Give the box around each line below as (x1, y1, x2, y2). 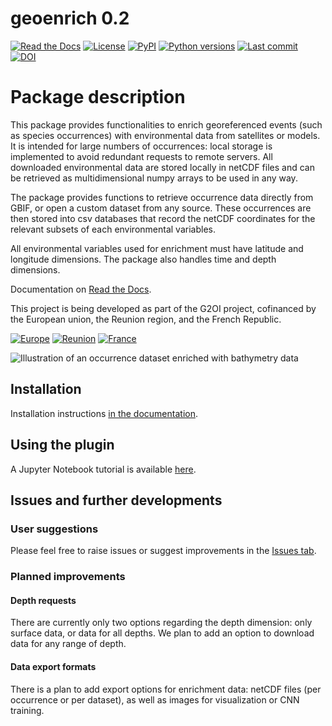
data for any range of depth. (10, 638, 127, 650)
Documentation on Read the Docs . (10, 283, 152, 295)
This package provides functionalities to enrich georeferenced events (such (10, 118, 323, 131)
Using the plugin (10, 437, 115, 454)
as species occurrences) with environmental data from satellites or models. (10, 129, 321, 141)
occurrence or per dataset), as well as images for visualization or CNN (10, 693, 300, 706)
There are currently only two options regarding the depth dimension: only (10, 617, 313, 629)
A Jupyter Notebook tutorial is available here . (10, 463, 197, 475)
